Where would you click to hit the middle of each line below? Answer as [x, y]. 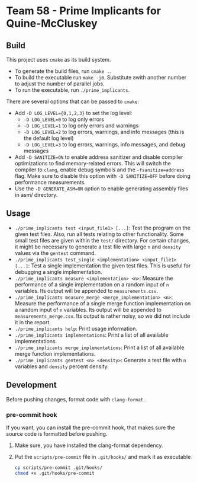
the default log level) [49, 138]
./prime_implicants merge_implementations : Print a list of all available [99, 347]
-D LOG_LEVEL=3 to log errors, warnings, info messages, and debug [104, 144]
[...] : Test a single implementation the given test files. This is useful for [103, 266]
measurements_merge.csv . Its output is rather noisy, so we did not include [102, 316]
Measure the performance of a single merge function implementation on [103, 303]
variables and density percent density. [62, 366]
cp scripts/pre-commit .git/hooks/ [59, 467]
